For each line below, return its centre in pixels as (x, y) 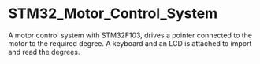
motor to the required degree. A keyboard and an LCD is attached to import (130, 43)
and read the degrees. (44, 52)
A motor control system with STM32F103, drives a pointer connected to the (130, 35)
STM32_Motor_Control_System (113, 14)
